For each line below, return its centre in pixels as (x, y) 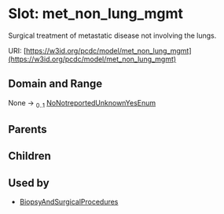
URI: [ (17, 50)
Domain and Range (55, 84)
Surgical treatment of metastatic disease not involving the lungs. (112, 35)
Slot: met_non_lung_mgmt (95, 14)
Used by (29, 183)
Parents (28, 129)
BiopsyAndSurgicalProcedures (69, 202)
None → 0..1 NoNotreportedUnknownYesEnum (82, 103)
